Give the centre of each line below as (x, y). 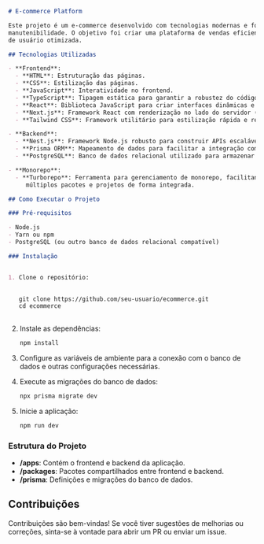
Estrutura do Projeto (48, 446)
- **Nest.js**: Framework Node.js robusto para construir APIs (121, 142)
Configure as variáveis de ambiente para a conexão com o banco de (130, 358)
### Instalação (33, 256)
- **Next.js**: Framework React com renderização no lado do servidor (133, 113)
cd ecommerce (40, 306)
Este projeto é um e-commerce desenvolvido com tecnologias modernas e (128, 25)
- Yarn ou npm (31, 235)
